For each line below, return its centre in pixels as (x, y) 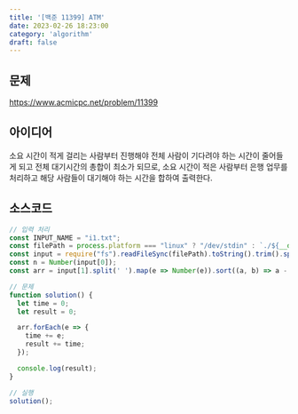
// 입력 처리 (30, 229)
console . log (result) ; (57, 368)
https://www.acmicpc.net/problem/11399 (83, 102)
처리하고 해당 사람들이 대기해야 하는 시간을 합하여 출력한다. (111, 178)
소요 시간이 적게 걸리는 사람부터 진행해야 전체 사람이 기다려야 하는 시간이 (134, 155)
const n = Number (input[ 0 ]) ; (63, 263)
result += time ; (55, 344)
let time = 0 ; (43, 303)
